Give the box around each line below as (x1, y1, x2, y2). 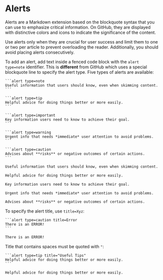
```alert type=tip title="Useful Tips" (5, 253, 86, 258)
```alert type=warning (5, 130, 51, 135)
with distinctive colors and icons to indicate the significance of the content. (5, 29, 156, 35)
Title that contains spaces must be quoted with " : (5, 244, 104, 250)
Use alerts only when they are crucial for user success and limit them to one (5, 39, 158, 44)
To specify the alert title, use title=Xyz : (5, 208, 84, 214)
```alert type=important (5, 113, 56, 118)
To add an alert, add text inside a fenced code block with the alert (5, 59, 139, 65)
